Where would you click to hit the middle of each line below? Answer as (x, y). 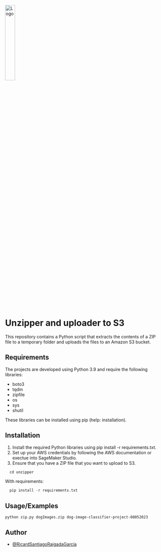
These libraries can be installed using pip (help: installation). (66, 420)
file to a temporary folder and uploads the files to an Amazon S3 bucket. (78, 342)
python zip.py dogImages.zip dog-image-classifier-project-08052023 (77, 517)
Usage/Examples (32, 506)
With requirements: (25, 481)
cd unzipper (22, 472)
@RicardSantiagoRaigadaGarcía (44, 544)
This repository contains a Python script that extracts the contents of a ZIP (80, 336)
